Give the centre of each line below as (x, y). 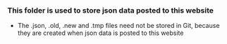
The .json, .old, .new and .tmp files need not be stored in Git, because (118, 26)
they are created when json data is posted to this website (100, 33)
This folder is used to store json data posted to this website (110, 10)
